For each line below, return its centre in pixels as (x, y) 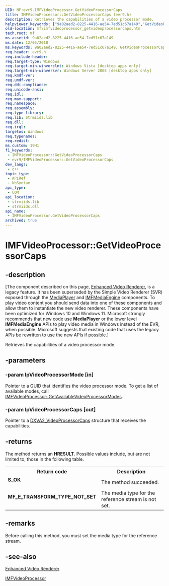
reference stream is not (129, 499)
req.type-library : (24, 113)
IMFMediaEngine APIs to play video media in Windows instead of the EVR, (82, 324)
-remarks (20, 523)
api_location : (20, 197)
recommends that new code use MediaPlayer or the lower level (71, 319)
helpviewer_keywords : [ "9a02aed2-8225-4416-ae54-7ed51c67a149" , (74, 24)
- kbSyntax (19, 183)
